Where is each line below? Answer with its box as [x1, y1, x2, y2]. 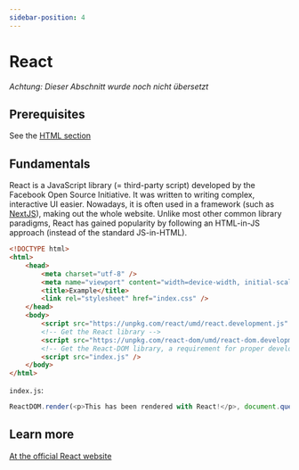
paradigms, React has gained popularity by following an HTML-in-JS [9, 218, 261, 228]
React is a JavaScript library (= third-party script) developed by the [9, 180, 256, 191]
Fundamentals [9, 156, 91, 171]
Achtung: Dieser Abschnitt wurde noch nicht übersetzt [9, 81, 209, 92]
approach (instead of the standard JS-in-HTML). [9, 227, 188, 238]
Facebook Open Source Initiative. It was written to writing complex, [9, 189, 255, 201]
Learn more [9, 427, 75, 442]
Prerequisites [9, 106, 85, 121]
